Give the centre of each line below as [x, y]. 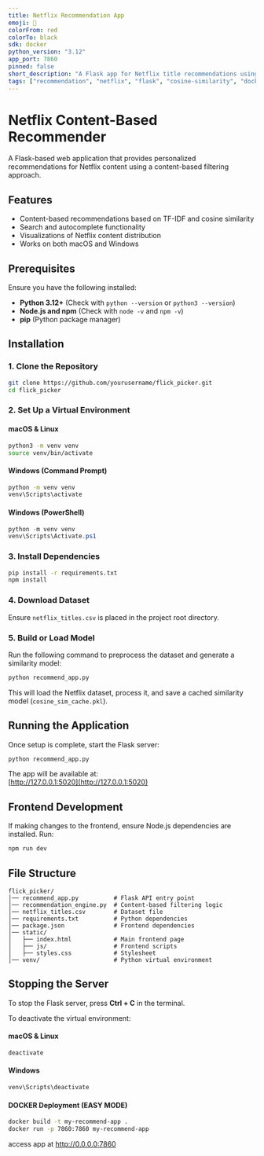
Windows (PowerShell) [46, 512]
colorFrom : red [33, 30]
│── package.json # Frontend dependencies [101, 925]
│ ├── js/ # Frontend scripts [93, 946]
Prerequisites [42, 268]
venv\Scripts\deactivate [49, 1088]
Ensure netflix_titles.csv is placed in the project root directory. [114, 617]
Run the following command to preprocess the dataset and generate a [121, 655]
